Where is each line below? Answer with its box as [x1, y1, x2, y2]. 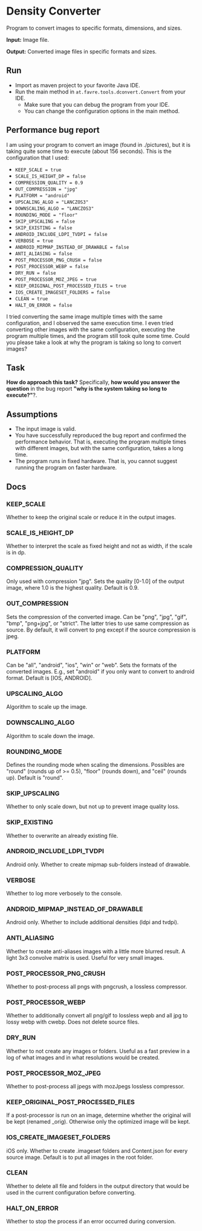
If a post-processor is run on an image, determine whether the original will [6, 1111, 191, 1119]
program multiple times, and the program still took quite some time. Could [6, 332, 190, 339]
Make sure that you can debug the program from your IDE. [24, 101, 170, 108]
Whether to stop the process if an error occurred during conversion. [6, 1218, 176, 1225]
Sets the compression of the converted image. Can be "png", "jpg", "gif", [6, 613, 187, 620]
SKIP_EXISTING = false [15, 224, 73, 231]
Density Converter [6, 4, 101, 18]
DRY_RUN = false [15, 270, 56, 276]
